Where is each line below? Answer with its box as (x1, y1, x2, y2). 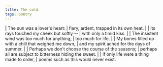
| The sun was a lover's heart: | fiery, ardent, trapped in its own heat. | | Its (5, 25, 156, 31)
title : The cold (5, 7, 38, 12)
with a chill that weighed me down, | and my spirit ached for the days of (5, 41, 151, 46)
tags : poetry (5, 12, 32, 17)
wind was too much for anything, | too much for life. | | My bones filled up (5, 35, 154, 42)
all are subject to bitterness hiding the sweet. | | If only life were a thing (5, 51, 149, 57)
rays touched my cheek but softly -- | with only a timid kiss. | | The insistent (5, 30, 159, 36)
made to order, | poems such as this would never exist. (5, 56, 116, 62)
